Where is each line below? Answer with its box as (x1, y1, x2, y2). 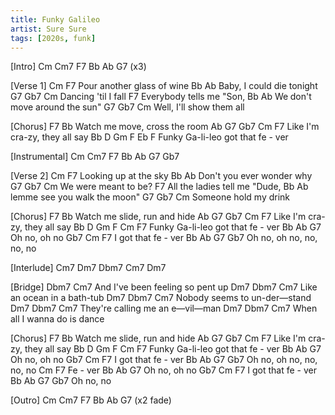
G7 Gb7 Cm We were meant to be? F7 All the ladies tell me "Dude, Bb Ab (10, 181, 309, 193)
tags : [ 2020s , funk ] (10, 33, 97, 43)
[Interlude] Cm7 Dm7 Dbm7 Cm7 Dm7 (10, 262, 167, 274)
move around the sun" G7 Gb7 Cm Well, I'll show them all (10, 101, 245, 113)
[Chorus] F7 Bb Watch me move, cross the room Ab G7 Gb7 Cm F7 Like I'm (10, 121, 320, 133)
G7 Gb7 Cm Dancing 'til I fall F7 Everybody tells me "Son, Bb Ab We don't (10, 91, 312, 103)
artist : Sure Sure (10, 24, 87, 34)
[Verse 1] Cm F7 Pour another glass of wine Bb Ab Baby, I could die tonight (10, 80, 318, 92)
